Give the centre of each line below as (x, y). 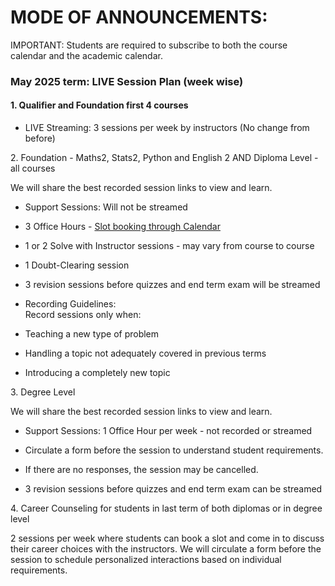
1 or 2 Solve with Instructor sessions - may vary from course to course (169, 246)
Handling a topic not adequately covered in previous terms (145, 353)
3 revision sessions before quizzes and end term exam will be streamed (172, 285)
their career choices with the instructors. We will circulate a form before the (166, 549)
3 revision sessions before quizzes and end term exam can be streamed (173, 489)
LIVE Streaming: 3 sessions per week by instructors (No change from (167, 128)
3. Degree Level (43, 392)
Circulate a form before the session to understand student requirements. (174, 450)
